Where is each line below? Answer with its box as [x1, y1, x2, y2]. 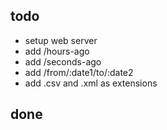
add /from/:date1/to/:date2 [24, 66, 134, 78]
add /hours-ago [24, 45, 90, 57]
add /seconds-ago [24, 55, 102, 68]
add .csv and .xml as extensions [24, 77, 158, 89]
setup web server [24, 34, 98, 46]
